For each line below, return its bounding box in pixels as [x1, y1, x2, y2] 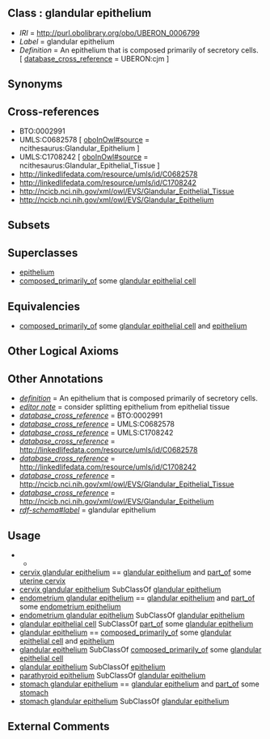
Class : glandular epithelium [7, 6, 152, 20]
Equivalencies [7, 299, 80, 313]
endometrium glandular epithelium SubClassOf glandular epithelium [19, 610, 246, 620]
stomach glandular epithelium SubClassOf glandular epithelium [19, 696, 230, 707]
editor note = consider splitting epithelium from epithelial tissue [19, 402, 230, 412]
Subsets [7, 219, 50, 232]
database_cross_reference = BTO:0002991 [19, 410, 163, 420]
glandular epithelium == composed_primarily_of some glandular [19, 627, 232, 638]
